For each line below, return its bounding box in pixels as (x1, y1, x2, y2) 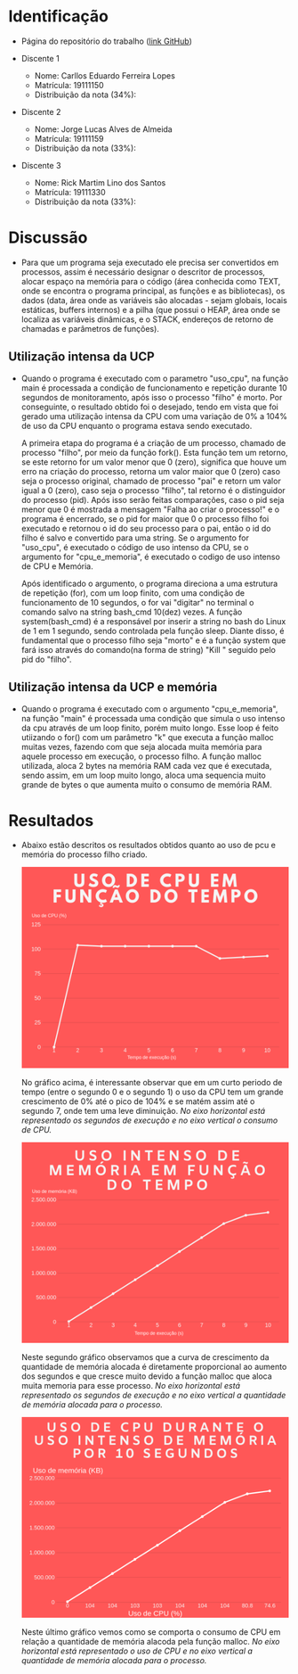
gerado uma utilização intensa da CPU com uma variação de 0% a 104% (20, 410, 288, 421)
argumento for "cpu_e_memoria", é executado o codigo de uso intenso (20, 551, 281, 562)
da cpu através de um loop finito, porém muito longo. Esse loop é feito (20, 722, 279, 733)
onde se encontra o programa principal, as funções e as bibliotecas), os (20, 285, 286, 296)
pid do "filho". (20, 654, 72, 664)
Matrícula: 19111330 (34, 186, 106, 197)
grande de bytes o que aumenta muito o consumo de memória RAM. (20, 779, 272, 790)
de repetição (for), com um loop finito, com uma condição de (20, 587, 246, 598)
